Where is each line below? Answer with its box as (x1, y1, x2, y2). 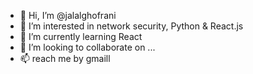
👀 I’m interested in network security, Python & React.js (19, 20, 244, 32)
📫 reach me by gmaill (19, 53, 111, 64)
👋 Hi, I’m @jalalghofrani (19, 10, 117, 21)
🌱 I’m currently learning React (19, 31, 143, 42)
